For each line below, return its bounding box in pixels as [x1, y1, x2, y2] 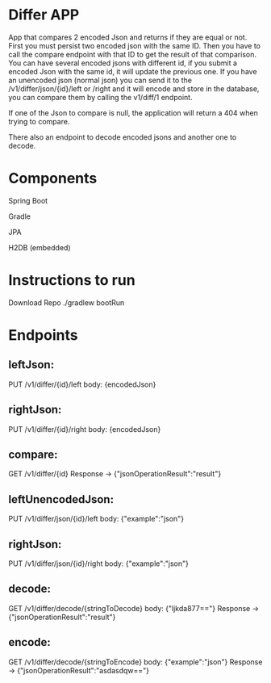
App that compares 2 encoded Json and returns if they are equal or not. [8, 32, 248, 42]
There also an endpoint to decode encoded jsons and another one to [8, 132, 237, 142]
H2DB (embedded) [8, 242, 71, 252]
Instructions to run [8, 271, 135, 290]
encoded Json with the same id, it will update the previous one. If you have [8, 66, 257, 76]
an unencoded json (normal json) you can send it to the [8, 75, 192, 85]
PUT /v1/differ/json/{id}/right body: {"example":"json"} [8, 559, 190, 568]
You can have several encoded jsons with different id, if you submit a [8, 58, 238, 68]
